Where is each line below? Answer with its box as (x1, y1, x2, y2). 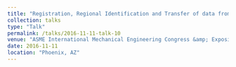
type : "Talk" (7, 23, 46, 30)
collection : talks (7, 17, 61, 24)
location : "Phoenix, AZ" (7, 50, 80, 57)
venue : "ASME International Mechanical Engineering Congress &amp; (7, 36, 209, 43)
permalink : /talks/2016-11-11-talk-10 (7, 29, 121, 37)
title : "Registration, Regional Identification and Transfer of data (7, 10, 216, 17)
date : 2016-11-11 (7, 43, 58, 50)
